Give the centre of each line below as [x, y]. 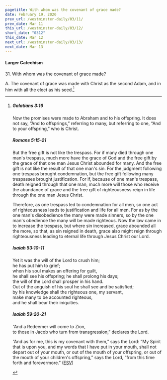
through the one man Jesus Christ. [48, 195]
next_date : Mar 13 [24, 47]
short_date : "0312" [25, 33]
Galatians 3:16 [28, 106]
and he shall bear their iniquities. [46, 303]
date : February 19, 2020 [31, 14]
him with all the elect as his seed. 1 [40, 89]
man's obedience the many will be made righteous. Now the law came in [87, 221]
